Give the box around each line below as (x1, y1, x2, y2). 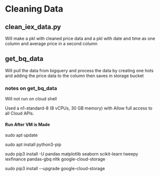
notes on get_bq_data (5, 85, 57, 92)
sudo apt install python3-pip (5, 142, 62, 147)
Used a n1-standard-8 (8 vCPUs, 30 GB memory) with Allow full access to (5, 105, 153, 111)
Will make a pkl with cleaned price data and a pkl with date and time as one (5, 35, 156, 41)
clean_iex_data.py (5, 23, 62, 31)
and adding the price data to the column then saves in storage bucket (5, 73, 144, 79)
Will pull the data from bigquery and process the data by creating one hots (5, 67, 154, 73)
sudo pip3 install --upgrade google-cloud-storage (5, 166, 105, 172)
